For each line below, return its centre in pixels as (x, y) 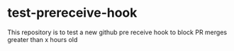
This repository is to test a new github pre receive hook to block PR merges (117, 32)
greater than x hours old (43, 39)
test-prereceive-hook (72, 13)
